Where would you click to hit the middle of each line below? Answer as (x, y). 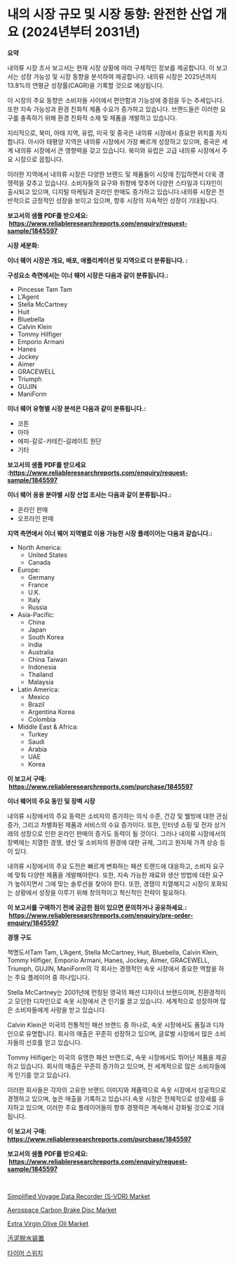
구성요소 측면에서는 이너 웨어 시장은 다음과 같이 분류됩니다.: (88, 275)
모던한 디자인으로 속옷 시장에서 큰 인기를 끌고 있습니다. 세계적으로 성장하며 (116, 1001)
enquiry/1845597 (33, 923)
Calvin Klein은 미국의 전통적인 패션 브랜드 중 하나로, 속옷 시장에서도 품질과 (109, 1025)
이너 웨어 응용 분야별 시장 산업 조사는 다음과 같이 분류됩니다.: (89, 494)
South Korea (46, 637)
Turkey (38, 734)
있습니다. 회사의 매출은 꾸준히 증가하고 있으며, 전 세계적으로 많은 (108, 1066)
